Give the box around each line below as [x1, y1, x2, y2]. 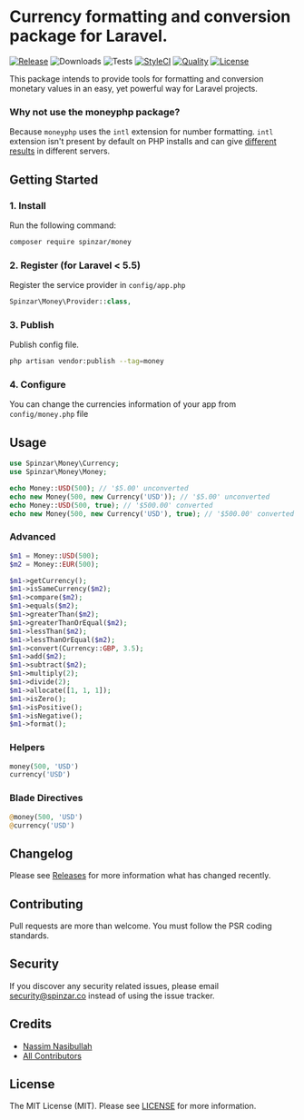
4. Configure [9, 379, 66, 392]
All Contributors [22, 1050, 82, 1061]
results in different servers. [9, 145, 111, 156]
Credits [9, 1016, 53, 1032]
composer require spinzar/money [9, 237, 132, 246]
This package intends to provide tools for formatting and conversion [9, 73, 264, 84]
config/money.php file [9, 409, 89, 420]
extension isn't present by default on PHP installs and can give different [9, 136, 277, 147]
